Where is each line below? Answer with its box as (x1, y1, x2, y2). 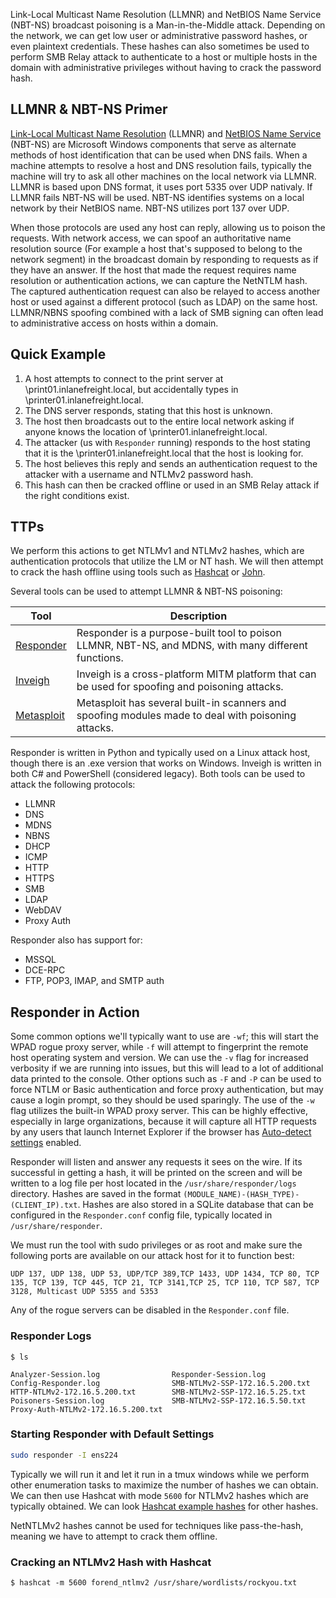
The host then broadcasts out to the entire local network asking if (24, 415, 295, 427)
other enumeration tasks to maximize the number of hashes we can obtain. (10, 1479, 319, 1491)
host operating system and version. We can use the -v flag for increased (10, 1052, 309, 1064)
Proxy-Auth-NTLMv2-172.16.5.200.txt (10, 1404, 163, 1414)
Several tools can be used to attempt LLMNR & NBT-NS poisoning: (10, 585, 283, 598)
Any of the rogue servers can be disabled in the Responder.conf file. (10, 1304, 290, 1316)
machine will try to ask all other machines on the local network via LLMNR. (10, 170, 317, 182)
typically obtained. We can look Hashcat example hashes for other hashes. (10, 1500, 319, 1512)
